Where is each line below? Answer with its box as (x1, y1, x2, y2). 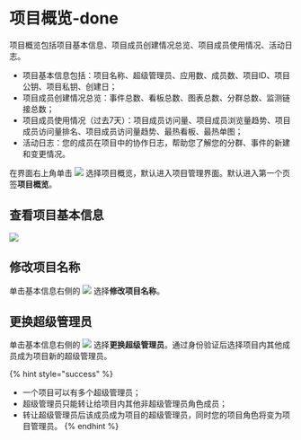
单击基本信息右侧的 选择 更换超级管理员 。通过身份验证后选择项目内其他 (9, 339, 283, 350)
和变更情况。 (22, 148, 70, 159)
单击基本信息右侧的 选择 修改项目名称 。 (9, 285, 164, 296)
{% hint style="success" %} (9, 369, 114, 380)
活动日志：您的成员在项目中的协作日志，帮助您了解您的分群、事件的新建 (22, 136, 290, 148)
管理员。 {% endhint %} (30, 421, 120, 432)
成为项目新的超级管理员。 (16, 351, 112, 362)
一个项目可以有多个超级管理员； (22, 387, 141, 398)
